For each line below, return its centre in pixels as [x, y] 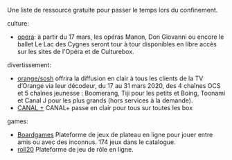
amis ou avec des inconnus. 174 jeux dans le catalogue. [96, 142]
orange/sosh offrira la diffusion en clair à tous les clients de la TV [110, 78]
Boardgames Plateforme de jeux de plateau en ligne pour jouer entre [115, 135]
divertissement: [29, 65]
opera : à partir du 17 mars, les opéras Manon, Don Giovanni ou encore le [121, 37]
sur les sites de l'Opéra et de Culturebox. [75, 52]
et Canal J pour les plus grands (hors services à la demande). [105, 100]
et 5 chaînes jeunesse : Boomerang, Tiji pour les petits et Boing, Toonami [121, 93]
